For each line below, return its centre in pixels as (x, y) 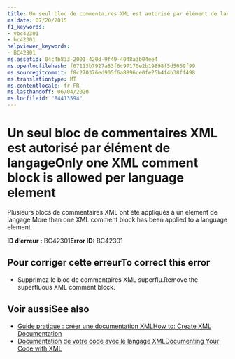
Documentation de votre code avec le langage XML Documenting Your (118, 341)
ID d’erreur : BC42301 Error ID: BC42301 (65, 241)
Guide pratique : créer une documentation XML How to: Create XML (114, 326)
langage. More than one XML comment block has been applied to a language (117, 219)
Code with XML (40, 348)
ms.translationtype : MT (42, 79)
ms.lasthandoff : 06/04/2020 (48, 92)
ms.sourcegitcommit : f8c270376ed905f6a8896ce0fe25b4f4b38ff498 (101, 72)
